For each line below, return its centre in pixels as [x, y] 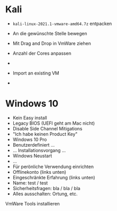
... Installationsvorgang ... [39, 150]
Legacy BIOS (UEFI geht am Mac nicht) [54, 123]
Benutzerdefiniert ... [34, 145]
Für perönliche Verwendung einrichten [53, 167]
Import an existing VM [36, 73]
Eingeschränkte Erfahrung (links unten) [54, 177]
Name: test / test [30, 183]
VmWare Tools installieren [33, 203]
